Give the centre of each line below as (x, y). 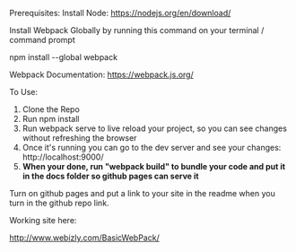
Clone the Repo (51, 109)
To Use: (24, 92)
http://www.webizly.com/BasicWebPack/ (84, 238)
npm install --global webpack (64, 57)
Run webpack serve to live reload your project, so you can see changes (154, 128)
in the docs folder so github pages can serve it (110, 176)
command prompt (42, 40)
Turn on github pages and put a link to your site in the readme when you (142, 193)
